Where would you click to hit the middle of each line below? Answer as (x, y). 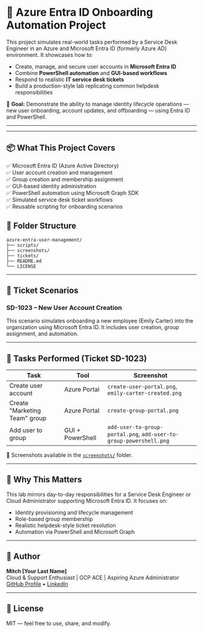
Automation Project (56, 25)
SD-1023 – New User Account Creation (64, 307)
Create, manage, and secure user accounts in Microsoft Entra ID (95, 67)
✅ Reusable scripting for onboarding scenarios (64, 206)
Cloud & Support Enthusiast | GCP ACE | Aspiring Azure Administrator (93, 577)
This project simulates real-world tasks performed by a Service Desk (92, 42)
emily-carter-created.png (145, 393)
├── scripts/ (23, 245)
